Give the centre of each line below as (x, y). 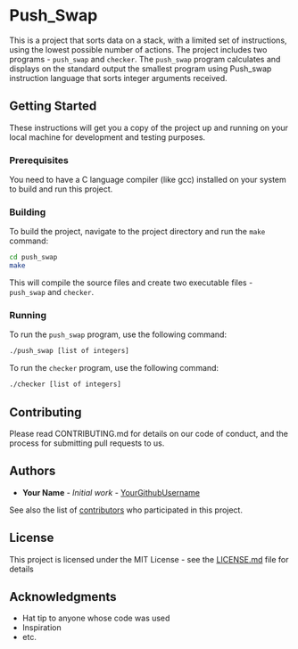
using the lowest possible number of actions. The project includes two (138, 49)
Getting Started (53, 107)
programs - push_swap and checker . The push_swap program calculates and (145, 59)
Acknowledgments (63, 597)
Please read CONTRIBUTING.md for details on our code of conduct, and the (149, 433)
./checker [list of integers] (66, 384)
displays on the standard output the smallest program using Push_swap (141, 69)
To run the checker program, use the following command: (114, 368)
